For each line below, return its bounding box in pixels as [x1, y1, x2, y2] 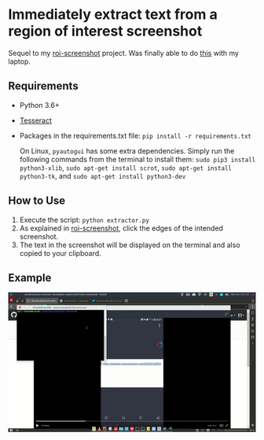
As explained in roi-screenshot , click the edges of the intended [19, 223, 224, 233]
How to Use [8, 194, 66, 208]
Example [8, 271, 52, 284]
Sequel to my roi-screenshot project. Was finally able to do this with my [8, 48, 240, 57]
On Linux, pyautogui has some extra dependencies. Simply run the [19, 146, 235, 155]
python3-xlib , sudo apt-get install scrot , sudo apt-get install [19, 163, 232, 172]
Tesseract [19, 116, 53, 125]
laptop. [8, 57, 31, 66]
